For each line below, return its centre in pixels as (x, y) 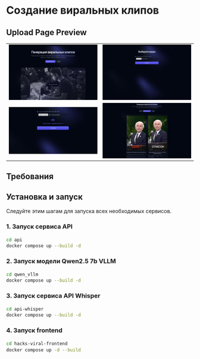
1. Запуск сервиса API (40, 227)
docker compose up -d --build (44, 350)
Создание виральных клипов (83, 10)
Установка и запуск (45, 197)
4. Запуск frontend (34, 330)
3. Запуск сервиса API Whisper (53, 296)
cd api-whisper (25, 309)
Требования (30, 177)
